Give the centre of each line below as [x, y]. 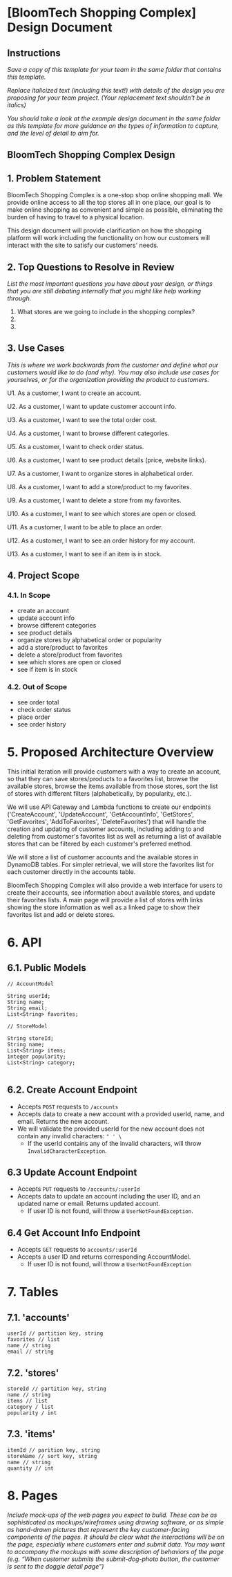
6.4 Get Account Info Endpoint [74, 1233]
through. [19, 298]
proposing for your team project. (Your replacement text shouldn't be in [109, 98]
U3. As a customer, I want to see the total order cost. [82, 419]
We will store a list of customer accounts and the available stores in [103, 857]
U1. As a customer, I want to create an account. [74, 393]
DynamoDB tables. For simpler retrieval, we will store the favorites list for [110, 864]
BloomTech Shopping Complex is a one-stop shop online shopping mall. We [115, 195]
